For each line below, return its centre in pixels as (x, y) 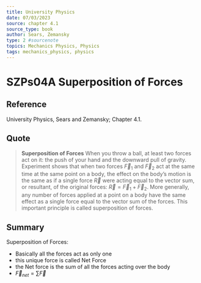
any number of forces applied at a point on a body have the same (104, 195)
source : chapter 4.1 (33, 23)
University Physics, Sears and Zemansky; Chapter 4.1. (74, 119)
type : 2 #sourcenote (33, 40)
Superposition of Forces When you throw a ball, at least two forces (106, 153)
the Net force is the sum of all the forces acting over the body (93, 266)
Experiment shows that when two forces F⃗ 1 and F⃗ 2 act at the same (108, 167)
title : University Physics (41, 12)
